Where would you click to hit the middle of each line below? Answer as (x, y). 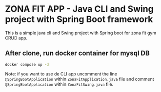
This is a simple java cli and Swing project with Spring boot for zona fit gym (81, 33)
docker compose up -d (27, 64)
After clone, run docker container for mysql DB (77, 53)
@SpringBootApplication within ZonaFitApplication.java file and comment (80, 79)
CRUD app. (16, 38)
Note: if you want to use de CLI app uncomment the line (61, 74)
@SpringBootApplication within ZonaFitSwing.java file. (59, 84)
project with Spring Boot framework (79, 19)
